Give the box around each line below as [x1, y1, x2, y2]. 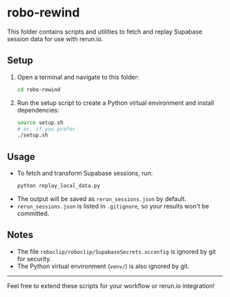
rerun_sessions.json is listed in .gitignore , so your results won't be [16, 202, 209, 210]
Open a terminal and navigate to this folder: [16, 73, 140, 81]
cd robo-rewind [16, 86, 61, 93]
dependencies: [16, 106, 60, 114]
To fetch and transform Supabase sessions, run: [16, 169, 153, 178]
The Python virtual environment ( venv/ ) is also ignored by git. [16, 262, 190, 270]
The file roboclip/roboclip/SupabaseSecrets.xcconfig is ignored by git [16, 247, 216, 255]
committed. [16, 209, 49, 217]
